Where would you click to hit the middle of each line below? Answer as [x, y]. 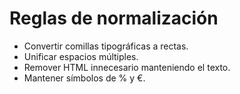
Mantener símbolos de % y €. [84, 78]
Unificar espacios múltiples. [81, 56]
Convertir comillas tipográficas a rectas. [106, 46]
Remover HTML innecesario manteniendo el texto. [127, 67]
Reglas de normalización [114, 18]
